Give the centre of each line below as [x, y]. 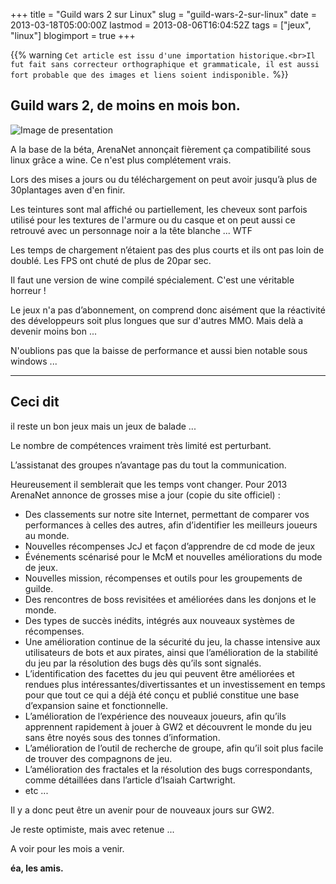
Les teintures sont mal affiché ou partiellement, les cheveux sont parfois [159, 209]
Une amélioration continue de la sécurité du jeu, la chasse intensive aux [172, 641]
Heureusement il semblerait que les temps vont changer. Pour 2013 [149, 484]
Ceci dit [35, 402]
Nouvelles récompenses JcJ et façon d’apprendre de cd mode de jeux [170, 546]
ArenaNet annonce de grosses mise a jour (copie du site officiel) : [145, 495]
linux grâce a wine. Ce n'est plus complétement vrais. [121, 160]
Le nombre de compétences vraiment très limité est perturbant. [141, 445]
